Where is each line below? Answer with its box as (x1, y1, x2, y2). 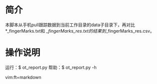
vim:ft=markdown (5, 74, 41, 80)
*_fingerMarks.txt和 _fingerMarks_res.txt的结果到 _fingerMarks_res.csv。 (5, 28, 155, 34)
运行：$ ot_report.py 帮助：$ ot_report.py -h (5, 64, 97, 70)
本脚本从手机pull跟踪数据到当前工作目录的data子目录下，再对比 (5, 22, 136, 28)
